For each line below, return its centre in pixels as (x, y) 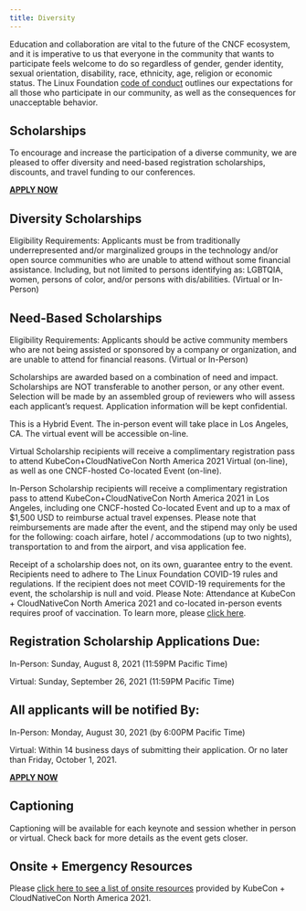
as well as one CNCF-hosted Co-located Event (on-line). (116, 471)
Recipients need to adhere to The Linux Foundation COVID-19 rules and (144, 574)
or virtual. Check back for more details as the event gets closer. (129, 838)
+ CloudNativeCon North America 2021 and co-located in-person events (146, 603)
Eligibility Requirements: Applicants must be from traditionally (125, 241)
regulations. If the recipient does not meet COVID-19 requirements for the (148, 584)
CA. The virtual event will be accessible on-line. (99, 434)
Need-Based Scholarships (86, 318)
